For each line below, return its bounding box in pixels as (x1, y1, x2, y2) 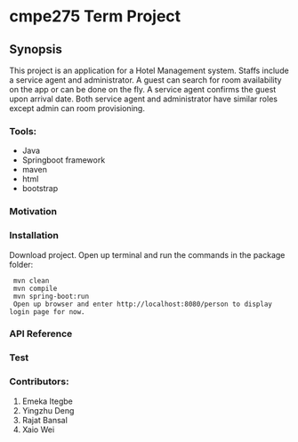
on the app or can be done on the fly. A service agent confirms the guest (9, 84, 277, 94)
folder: (9, 259, 34, 269)
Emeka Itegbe (21, 396, 74, 406)
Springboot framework (21, 155, 106, 165)
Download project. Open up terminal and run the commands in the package (9, 249, 286, 260)
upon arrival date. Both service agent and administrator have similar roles (9, 93, 278, 104)
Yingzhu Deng (21, 405, 75, 415)
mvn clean (12, 276, 50, 285)
